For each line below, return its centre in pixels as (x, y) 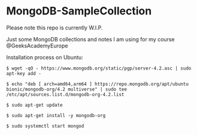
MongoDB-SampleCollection (79, 11)
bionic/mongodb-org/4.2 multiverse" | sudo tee (67, 89)
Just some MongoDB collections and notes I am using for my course (90, 39)
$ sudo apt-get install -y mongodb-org (56, 115)
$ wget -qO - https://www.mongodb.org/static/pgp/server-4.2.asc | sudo (99, 68)
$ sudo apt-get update (34, 105)
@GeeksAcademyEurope (37, 46)
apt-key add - (24, 73)
